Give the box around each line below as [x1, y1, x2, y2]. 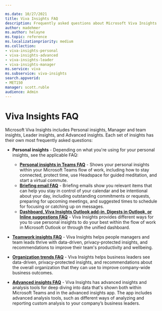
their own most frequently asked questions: [5, 138, 93, 143]
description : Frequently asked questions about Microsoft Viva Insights [5, 21, 157, 26]
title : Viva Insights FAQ [5, 16, 58, 21]
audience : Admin [5, 89, 38, 94]
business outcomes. [12, 270, 53, 276]
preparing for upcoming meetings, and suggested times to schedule [19, 198, 158, 205]
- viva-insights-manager [5, 62, 56, 67]
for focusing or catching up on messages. [19, 204, 105, 209]
